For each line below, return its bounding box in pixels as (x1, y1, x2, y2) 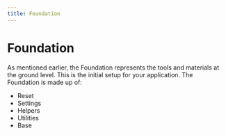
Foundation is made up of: (7, 78, 82, 86)
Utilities (17, 113, 40, 122)
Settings (17, 99, 42, 107)
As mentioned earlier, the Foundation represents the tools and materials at (7, 63, 220, 72)
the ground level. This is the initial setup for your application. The (7, 70, 193, 79)
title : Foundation (7, 10, 60, 17)
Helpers (17, 106, 40, 115)
